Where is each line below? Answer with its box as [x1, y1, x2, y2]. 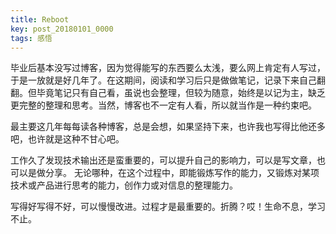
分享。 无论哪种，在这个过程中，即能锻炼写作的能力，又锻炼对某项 [44, 167, 320, 179]
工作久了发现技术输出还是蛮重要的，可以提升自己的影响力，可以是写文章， [10, 154, 317, 166]
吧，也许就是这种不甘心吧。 [10, 133, 125, 145]
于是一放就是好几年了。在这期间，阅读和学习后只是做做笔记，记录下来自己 [10, 74, 317, 86]
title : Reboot [10, 14, 70, 25]
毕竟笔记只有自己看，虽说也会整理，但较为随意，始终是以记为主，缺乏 [36, 87, 326, 99]
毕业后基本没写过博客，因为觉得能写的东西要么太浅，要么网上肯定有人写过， [10, 62, 326, 74]
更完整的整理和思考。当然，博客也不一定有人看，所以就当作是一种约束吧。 [10, 99, 317, 111]
